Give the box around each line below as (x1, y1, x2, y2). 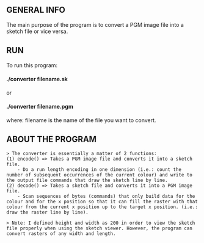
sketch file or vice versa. (6, 27, 68, 35)
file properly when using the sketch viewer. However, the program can (6, 225, 192, 231)
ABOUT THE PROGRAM (6, 134, 97, 145)
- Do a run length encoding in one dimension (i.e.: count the (17, 166, 182, 173)
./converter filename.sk (6, 76, 68, 83)
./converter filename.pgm (6, 103, 73, 111)
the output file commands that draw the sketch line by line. (6, 177, 168, 183)
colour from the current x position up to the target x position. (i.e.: (6, 204, 199, 210)
